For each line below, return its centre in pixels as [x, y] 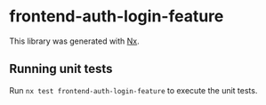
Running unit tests [61, 69]
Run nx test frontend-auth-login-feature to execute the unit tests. [133, 90]
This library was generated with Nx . [74, 41]
